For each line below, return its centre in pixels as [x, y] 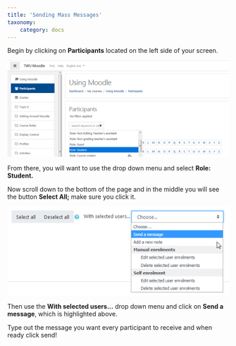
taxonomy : [22, 22]
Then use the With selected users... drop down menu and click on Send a [116, 306]
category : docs [42, 30]
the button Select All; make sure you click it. [72, 197]
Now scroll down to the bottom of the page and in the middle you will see [113, 189]
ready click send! [32, 335]
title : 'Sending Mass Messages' [55, 15]
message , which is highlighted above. [62, 314]
